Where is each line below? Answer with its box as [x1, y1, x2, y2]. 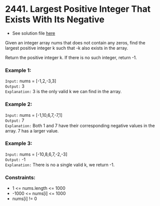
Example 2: [5, 101, 32, 108]
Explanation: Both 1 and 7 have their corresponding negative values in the [5, 122, 156, 129]
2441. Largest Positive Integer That [5, 3, 151, 15]
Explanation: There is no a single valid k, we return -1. [5, 162, 115, 168]
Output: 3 [5, 83, 25, 89]
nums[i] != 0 [12, 196, 37, 202]
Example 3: [5, 140, 33, 147]
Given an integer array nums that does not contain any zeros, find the [5, 39, 146, 45]
